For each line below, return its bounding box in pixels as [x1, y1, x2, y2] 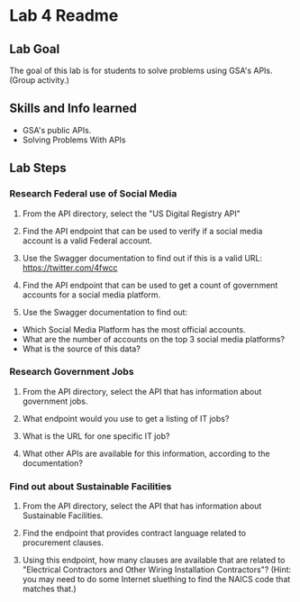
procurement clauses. [22, 537, 104, 548]
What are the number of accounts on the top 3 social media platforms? [22, 333, 286, 344]
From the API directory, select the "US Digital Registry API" [22, 208, 241, 219]
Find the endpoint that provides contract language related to [22, 528, 246, 539]
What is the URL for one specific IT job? [22, 430, 170, 442]
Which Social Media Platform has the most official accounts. [22, 324, 246, 334]
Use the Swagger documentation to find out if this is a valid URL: [22, 252, 263, 263]
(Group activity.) [9, 75, 70, 86]
